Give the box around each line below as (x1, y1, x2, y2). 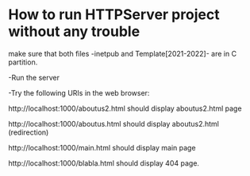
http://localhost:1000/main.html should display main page (8, 143, 196, 152)
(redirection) (8, 127, 49, 137)
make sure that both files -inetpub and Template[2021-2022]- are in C (8, 49, 237, 58)
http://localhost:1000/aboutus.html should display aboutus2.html (8, 119, 220, 128)
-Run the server (8, 72, 60, 82)
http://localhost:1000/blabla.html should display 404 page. (8, 158, 200, 168)
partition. (8, 57, 38, 67)
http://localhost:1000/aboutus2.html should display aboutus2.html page (8, 104, 242, 113)
